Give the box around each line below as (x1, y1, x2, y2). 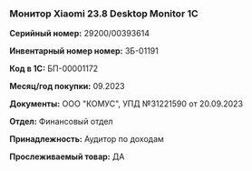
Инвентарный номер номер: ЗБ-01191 (9, 45, 159, 56)
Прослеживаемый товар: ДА (9, 151, 125, 162)
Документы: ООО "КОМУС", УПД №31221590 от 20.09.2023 (9, 98, 243, 109)
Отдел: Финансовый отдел (9, 116, 113, 127)
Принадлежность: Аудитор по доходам (9, 134, 165, 145)
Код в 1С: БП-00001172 (9, 63, 99, 75)
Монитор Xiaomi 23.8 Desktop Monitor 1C (9, 7, 199, 20)
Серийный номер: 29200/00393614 (9, 28, 150, 39)
